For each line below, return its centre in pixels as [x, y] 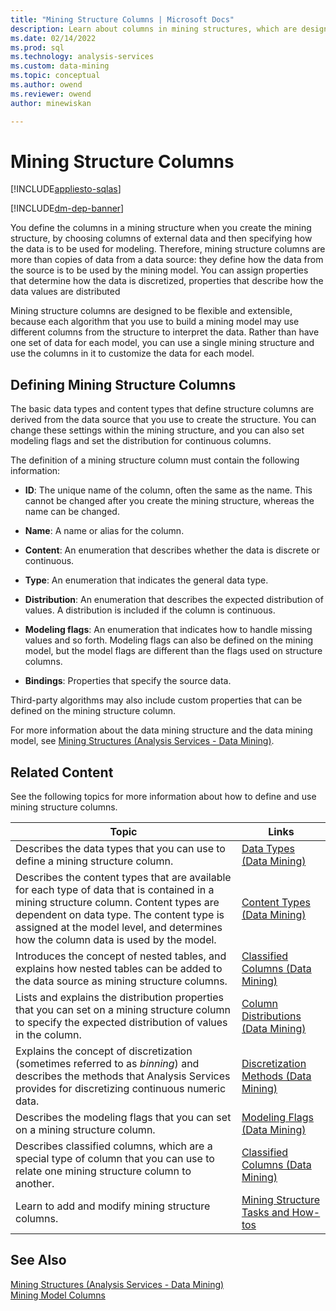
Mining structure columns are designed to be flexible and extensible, [151, 311]
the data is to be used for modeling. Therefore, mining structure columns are [168, 249]
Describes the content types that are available [123, 878]
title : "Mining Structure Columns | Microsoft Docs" [122, 19]
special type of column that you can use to [115, 1159]
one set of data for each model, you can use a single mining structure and [162, 343]
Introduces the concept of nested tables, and [121, 956]
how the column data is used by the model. [116, 940]
